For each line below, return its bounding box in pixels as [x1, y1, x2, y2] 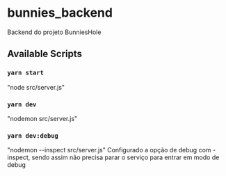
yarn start [7, 69, 44, 77]
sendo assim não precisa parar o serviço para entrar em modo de [31, 153, 220, 161]
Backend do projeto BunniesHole [7, 28, 102, 36]
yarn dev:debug [7, 131, 59, 140]
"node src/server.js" [7, 83, 65, 91]
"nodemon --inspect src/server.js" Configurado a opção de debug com [7, 146, 211, 154]
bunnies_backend [7, 5, 113, 21]
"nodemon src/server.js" [7, 114, 78, 122]
